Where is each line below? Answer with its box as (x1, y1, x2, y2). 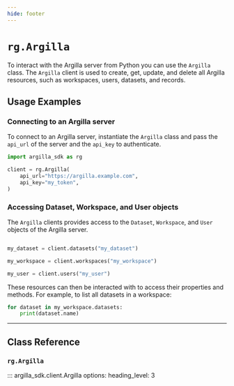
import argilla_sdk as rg (7, 154, 82, 161)
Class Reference (7, 336, 80, 348)
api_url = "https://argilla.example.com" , (19, 172, 139, 179)
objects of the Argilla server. (7, 225, 88, 234)
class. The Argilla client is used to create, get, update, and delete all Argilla (7, 68, 225, 77)
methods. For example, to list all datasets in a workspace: (7, 290, 172, 299)
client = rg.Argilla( (7, 166, 70, 173)
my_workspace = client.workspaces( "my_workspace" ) (7, 258, 157, 265)
